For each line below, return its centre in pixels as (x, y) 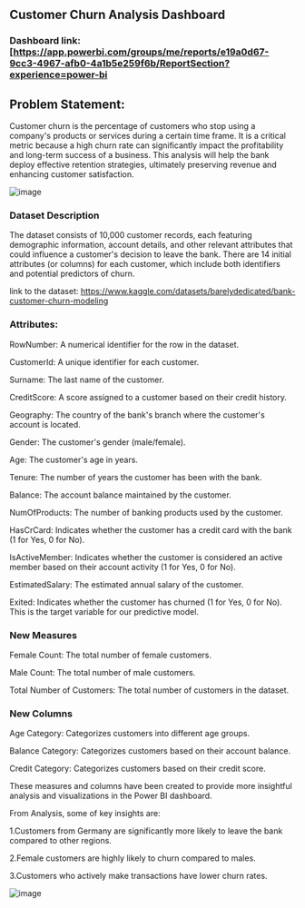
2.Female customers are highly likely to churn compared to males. (133, 858)
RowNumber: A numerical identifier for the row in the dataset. (124, 344)
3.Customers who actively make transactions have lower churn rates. (138, 876)
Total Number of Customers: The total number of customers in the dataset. (149, 690)
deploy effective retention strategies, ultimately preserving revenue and (143, 165)
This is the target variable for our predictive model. (104, 611)
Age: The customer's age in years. (74, 459)
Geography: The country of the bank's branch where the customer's (137, 415)
